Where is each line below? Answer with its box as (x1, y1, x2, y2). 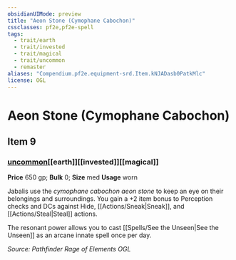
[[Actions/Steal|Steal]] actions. (7, 209, 98, 218)
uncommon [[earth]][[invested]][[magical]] (7, 157, 159, 167)
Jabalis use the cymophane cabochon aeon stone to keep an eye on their (7, 187, 224, 196)
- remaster (14, 63, 46, 71)
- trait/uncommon (14, 57, 66, 64)
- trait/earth (14, 37, 56, 44)
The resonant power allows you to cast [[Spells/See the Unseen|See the (7, 224, 220, 232)
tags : (7, 30, 24, 38)
